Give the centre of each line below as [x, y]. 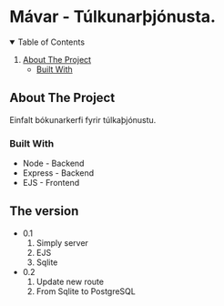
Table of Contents [51, 42]
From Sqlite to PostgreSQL [86, 291]
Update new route [70, 281]
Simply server [62, 242]
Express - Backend [58, 173]
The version [44, 211]
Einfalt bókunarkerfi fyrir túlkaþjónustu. [83, 119]
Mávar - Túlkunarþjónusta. [113, 17]
